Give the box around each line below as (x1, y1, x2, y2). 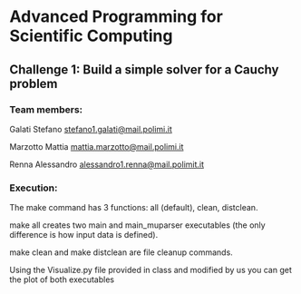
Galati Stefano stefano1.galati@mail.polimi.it (9, 123, 172, 134)
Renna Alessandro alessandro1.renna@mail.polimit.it (9, 159, 205, 170)
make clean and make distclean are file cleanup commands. (9, 247, 233, 258)
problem (9, 75, 58, 92)
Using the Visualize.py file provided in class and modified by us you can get (9, 265, 292, 276)
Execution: (9, 181, 58, 194)
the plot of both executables (9, 274, 115, 285)
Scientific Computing (9, 25, 173, 46)
